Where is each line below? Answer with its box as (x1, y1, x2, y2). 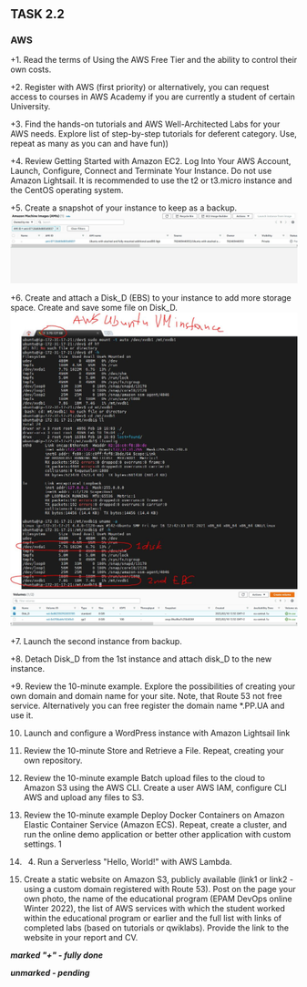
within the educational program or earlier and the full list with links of (23, 912, 281, 923)
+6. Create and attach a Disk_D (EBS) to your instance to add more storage (10, 292, 292, 303)
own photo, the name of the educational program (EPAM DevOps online (23, 893, 292, 904)
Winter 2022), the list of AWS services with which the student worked (23, 902, 286, 913)
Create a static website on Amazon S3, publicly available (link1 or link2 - (23, 873, 294, 885)
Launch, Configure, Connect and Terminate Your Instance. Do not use (10, 166, 272, 177)
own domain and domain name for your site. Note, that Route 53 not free (10, 690, 282, 701)
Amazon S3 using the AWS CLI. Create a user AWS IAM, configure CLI (23, 782, 288, 793)
